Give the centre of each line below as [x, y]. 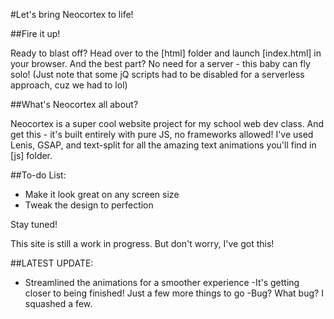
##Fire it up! [35, 33]
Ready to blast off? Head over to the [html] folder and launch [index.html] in [166, 53]
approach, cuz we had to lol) [69, 85]
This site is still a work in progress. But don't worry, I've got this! [142, 243]
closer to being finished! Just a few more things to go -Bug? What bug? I [174, 293]
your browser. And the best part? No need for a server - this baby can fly [160, 63]
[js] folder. [31, 155]
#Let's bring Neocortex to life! [72, 14]
